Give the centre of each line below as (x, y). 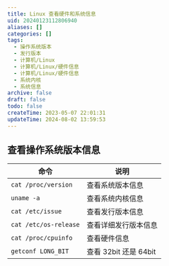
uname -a (25, 198)
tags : (15, 40)
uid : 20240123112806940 (42, 21)
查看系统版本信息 (115, 185)
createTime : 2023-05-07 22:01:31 (57, 113)
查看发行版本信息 (115, 212)
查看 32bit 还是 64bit (121, 252)
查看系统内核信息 (115, 199)
